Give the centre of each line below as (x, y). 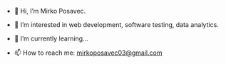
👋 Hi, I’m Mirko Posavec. (50, 11)
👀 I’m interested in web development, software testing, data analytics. (116, 25)
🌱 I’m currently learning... (51, 38)
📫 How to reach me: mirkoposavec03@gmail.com (88, 53)
